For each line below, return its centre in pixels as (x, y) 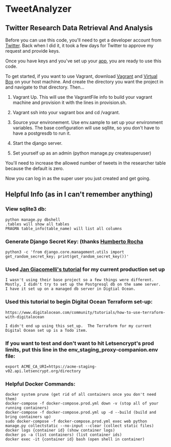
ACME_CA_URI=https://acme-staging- (59, 367)
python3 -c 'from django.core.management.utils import (65, 252)
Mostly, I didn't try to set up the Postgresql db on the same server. (83, 285)
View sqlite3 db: (26, 209)
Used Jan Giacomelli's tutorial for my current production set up (85, 269)
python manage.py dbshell (33, 220)
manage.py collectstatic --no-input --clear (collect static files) (80, 426)
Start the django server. (38, 143)
